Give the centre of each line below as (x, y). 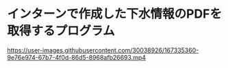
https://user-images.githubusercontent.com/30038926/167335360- (103, 50)
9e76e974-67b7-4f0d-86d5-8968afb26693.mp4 (76, 57)
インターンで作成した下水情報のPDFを (115, 14)
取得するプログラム (61, 31)
